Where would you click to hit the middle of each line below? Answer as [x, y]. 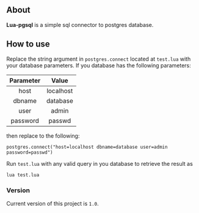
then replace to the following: [43, 136]
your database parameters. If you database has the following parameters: [99, 65]
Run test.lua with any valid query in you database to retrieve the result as [100, 163]
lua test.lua [23, 175]
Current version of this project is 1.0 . [52, 203]
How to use [28, 44]
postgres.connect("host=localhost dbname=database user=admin [87, 147]
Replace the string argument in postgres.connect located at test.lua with [99, 59]
